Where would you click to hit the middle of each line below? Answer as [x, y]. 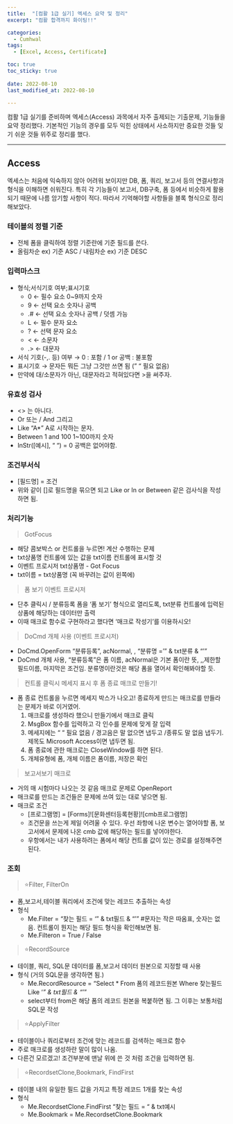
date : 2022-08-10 [32, 84]
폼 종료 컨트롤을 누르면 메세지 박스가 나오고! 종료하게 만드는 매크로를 [110, 698]
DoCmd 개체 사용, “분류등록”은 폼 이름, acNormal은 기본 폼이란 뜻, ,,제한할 [119, 660]
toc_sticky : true [32, 71]
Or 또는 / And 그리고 [45, 419]
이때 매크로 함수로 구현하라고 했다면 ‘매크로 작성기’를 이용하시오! [104, 621]
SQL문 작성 [43, 1009]
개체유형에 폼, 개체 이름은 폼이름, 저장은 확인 [88, 758]
